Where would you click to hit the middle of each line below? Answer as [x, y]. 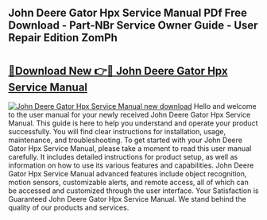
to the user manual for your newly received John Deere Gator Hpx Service [130, 115]
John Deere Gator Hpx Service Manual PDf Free [128, 13]
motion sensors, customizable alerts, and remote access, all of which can [128, 182]
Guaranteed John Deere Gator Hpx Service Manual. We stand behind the [127, 199]
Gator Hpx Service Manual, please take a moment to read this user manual [130, 149]
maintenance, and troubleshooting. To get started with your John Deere [125, 140]
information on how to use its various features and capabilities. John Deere [131, 165]
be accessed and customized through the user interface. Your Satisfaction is [133, 191]
